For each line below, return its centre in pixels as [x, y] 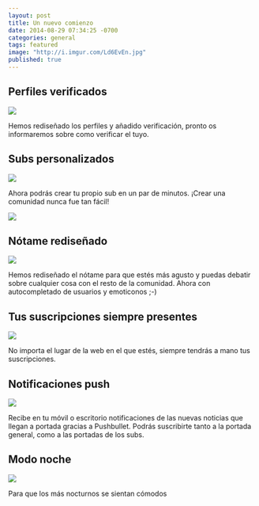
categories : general [42, 38]
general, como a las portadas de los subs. [76, 434]
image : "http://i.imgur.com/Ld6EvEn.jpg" [77, 52]
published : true [35, 60]
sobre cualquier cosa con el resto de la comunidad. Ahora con [109, 283]
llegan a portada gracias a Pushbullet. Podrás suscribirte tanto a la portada [130, 426]
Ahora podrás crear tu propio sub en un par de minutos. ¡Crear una [117, 193]
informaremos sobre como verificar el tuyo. [79, 134]
